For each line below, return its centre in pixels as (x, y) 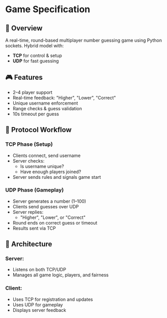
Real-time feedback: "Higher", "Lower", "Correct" (64, 98)
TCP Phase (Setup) (29, 144)
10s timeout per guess (36, 114)
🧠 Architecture (29, 244)
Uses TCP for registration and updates (53, 299)
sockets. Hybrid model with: (35, 46)
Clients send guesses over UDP (46, 206)
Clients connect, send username (46, 155)
